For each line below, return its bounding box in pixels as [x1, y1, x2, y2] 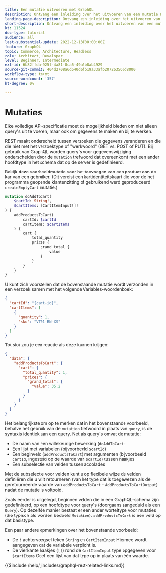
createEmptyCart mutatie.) [5, 184, 58, 190]
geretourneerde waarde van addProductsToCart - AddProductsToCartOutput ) [5, 482, 158, 488]
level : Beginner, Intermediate [5, 58, 70, 63]
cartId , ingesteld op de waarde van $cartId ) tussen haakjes [12, 457, 135, 462]
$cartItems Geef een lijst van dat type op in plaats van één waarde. [12, 553, 149, 559]
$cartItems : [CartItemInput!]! [14, 203, 79, 208]
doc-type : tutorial [5, 30, 45, 35]
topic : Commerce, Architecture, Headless [5, 49, 92, 54]
